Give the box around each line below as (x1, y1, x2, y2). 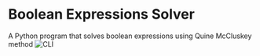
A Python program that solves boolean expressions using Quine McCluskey (8, 31, 252, 40)
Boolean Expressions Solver (8, 5, 195, 23)
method (8, 39, 34, 48)
